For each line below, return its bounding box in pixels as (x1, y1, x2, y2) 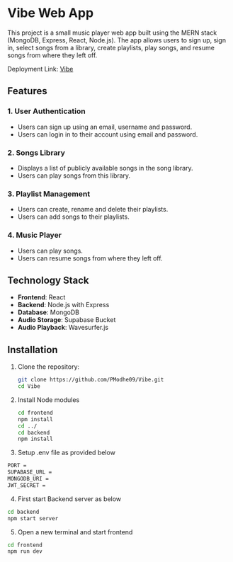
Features (7, 85, 47, 97)
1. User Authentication (7, 106, 86, 116)
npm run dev (7, 548, 42, 555)
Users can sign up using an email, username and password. (17, 122, 193, 131)
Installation (7, 343, 58, 355)
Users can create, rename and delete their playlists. (17, 205, 169, 214)
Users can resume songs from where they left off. (17, 253, 163, 263)
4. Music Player (7, 230, 62, 240)
